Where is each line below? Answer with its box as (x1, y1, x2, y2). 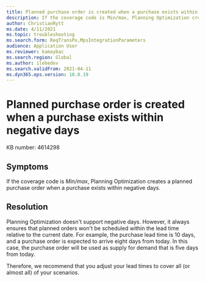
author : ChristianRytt (6, 20, 64, 26)
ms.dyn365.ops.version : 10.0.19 (6, 71, 88, 78)
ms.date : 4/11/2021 (6, 26, 56, 32)
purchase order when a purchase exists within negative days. (6, 184, 160, 191)
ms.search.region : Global (6, 54, 72, 60)
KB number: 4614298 (6, 144, 60, 151)
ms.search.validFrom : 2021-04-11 (6, 65, 92, 72)
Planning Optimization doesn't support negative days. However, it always (6, 218, 190, 225)
